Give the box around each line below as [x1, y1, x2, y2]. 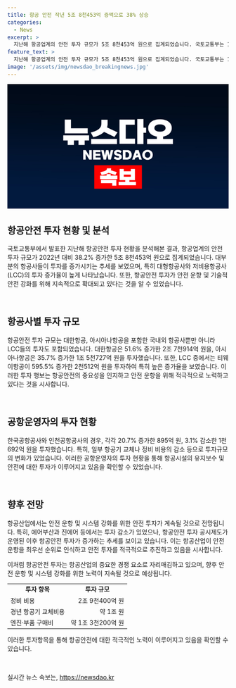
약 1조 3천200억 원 [70, 618, 124, 627]
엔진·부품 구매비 [10, 618, 54, 627]
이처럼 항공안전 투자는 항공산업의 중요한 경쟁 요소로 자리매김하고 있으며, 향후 [7, 560, 218, 568]
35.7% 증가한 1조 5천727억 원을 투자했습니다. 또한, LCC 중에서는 [37, 353, 216, 362]
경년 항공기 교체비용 [10, 607, 65, 615]
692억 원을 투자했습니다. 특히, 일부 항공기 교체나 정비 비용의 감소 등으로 [7, 444, 204, 454]
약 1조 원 [99, 607, 124, 615]
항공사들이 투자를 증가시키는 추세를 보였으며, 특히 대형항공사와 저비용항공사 [20, 262, 227, 270]
